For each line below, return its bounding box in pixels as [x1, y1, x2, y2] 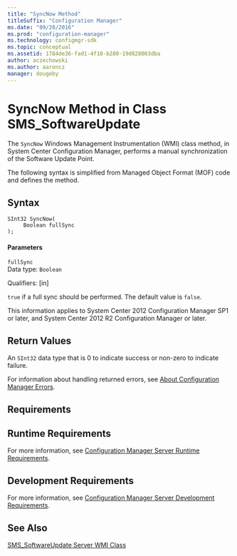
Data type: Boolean [7, 265, 62, 274]
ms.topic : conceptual [7, 43, 72, 51]
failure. [7, 361, 28, 370]
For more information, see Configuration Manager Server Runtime [7, 446, 200, 455]
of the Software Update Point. [7, 155, 95, 163]
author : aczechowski [7, 57, 69, 64]
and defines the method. [7, 176, 80, 185]
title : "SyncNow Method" [7, 10, 81, 18]
